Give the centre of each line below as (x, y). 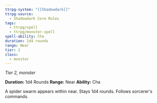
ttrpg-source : (19, 14)
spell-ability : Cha (25, 37)
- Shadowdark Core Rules (34, 18)
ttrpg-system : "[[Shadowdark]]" (37, 9)
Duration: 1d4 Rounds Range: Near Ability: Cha (53, 82)
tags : (10, 23)
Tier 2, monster (20, 73)
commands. (17, 97)
